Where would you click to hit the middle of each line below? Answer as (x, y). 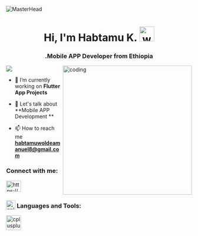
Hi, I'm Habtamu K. (90, 38)
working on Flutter (37, 86)
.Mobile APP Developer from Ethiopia (99, 56)
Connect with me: (32, 171)
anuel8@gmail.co (37, 149)
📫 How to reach (34, 128)
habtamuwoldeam (37, 143)
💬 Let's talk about (36, 104)
